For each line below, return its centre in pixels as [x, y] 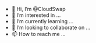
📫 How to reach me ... [38, 34]
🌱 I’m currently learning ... [42, 21]
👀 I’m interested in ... [36, 15]
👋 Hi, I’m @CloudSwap [38, 9]
